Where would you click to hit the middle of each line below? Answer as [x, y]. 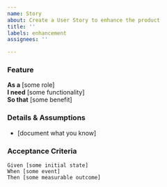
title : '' [22, 26]
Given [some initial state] [48, 165]
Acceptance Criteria [42, 151]
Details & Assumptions [46, 117]
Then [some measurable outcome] [54, 178]
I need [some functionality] [46, 92]
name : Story [24, 14]
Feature [21, 70]
